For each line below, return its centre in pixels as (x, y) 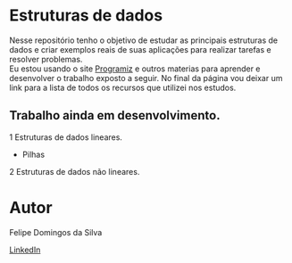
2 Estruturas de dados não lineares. (75, 171)
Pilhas (33, 154)
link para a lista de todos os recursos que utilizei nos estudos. (123, 87)
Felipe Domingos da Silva (56, 232)
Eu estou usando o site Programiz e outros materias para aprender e (135, 69)
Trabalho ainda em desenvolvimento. (115, 115)
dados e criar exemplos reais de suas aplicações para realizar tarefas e (140, 49)
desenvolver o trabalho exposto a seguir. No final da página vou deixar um (146, 78)
